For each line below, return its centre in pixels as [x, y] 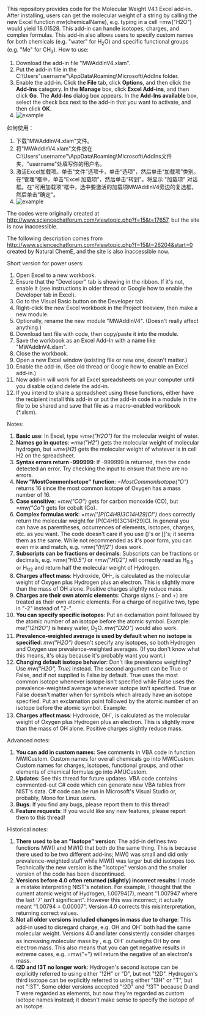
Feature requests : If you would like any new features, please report [101, 811]
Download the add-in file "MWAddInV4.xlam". [73, 63]
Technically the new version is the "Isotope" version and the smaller [101, 867]
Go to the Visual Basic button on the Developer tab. [80, 301]
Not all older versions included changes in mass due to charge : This [103, 919]
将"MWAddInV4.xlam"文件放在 [54, 148]
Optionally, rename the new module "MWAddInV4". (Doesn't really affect [107, 321]
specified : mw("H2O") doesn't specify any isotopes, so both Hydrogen [105, 642]
